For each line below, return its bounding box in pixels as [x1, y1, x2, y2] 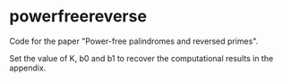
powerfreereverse [9, 6, 148, 27]
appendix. [9, 62, 47, 73]
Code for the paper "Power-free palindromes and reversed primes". [9, 36, 259, 46]
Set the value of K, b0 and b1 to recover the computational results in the [9, 53, 274, 63]
